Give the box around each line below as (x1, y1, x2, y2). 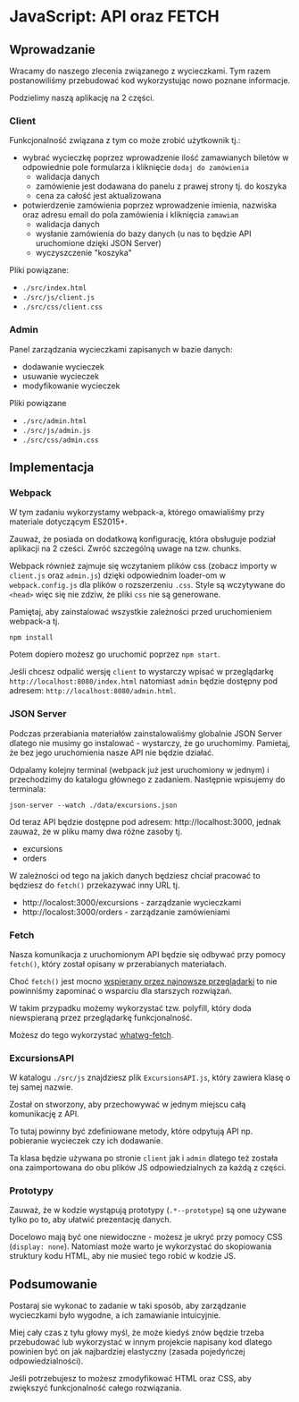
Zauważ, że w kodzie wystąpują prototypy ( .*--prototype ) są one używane (9, 1205, 287, 1216)
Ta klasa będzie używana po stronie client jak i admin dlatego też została (9, 1152, 278, 1164)
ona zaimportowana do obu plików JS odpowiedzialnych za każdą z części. (9, 1162, 287, 1173)
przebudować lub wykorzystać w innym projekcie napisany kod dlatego (9, 1337, 272, 1347)
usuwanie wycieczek (21, 370, 100, 381)
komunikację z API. (9, 1109, 80, 1119)
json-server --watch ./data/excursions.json (9, 801, 178, 810)
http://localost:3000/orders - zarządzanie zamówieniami (21, 906, 230, 917)
